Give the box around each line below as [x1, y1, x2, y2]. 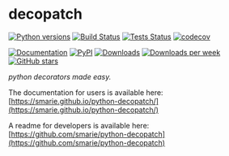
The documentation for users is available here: [8, 87, 163, 97]
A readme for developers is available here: [8, 120, 150, 130]
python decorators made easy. [8, 71, 112, 81]
